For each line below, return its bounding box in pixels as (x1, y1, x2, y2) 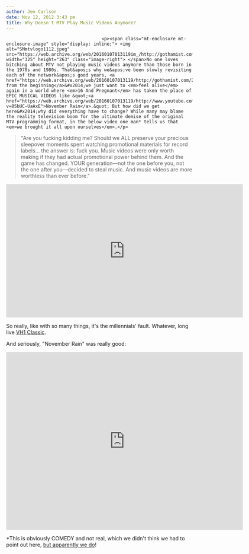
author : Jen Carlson (6, 8, 57, 15)
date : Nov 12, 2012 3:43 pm (6, 14, 76, 20)
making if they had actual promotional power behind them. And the (20, 154, 184, 161)
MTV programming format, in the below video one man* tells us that (6, 119, 179, 125)
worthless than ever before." (20, 173, 90, 180)
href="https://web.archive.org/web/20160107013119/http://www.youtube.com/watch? (6, 98, 213, 104)
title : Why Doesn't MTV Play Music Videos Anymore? (6, 20, 136, 26)
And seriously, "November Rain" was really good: (6, 340, 127, 348)
